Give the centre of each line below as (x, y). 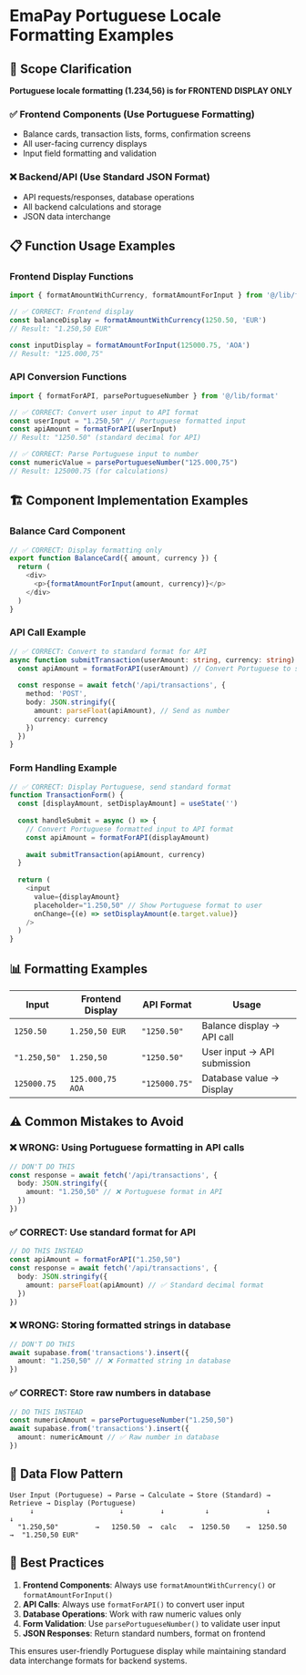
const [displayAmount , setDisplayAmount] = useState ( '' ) (128, 804)
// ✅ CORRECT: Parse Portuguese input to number (104, 454)
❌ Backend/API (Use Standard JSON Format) (110, 177)
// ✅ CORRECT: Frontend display (71, 312)
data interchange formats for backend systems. (99, 1660)
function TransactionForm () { (67, 795)
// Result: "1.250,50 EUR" (61, 329)
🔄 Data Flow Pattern (66, 1474)
